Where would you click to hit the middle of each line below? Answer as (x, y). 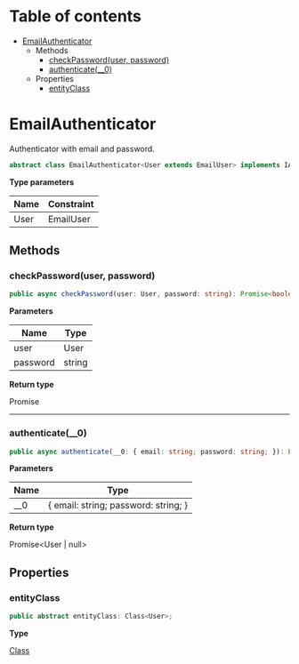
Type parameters (42, 182)
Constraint (71, 204)
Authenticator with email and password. (82, 148)
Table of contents (76, 16)
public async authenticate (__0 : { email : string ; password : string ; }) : (147, 452)
